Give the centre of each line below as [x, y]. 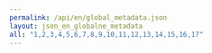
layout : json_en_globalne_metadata [76, 26]
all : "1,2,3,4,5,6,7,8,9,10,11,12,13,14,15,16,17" [106, 34]
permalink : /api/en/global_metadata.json [88, 18]
